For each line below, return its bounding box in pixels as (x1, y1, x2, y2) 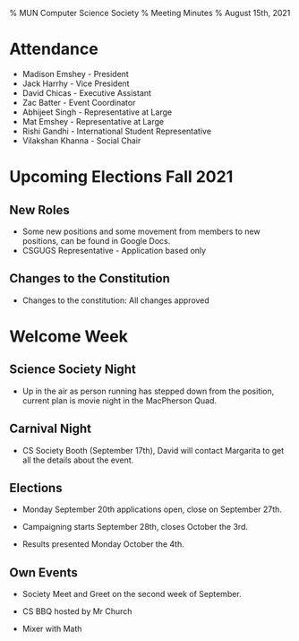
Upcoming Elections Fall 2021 (9, 167, 234, 187)
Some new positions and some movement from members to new (21, 226, 261, 237)
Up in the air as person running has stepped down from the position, (21, 385, 275, 396)
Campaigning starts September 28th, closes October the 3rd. (21, 522, 249, 533)
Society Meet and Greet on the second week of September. (21, 589, 242, 600)
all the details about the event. (21, 455, 134, 465)
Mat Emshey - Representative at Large (21, 116, 164, 126)
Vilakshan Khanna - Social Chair (21, 134, 141, 146)
